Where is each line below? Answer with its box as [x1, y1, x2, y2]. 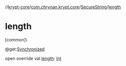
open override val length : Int [5, 55, 62, 61]
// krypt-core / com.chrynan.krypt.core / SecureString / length [5, 4, 121, 10]
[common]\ [5, 37, 28, 42]
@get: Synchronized [5, 46, 45, 52]
